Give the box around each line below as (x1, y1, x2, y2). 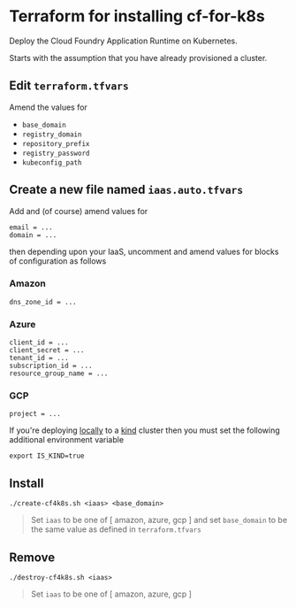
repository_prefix (21, 139, 90, 148)
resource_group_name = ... (9, 369, 109, 378)
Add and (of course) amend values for (9, 205, 148, 216)
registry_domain (21, 130, 82, 139)
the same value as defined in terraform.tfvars (30, 524, 201, 535)
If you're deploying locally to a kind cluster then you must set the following (9, 425, 280, 435)
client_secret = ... (9, 346, 86, 355)
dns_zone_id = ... (9, 297, 77, 306)
